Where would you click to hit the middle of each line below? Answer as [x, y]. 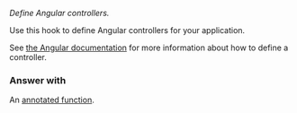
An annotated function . [52, 100]
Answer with [38, 80]
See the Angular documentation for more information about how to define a [149, 48]
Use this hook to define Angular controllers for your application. [127, 30]
